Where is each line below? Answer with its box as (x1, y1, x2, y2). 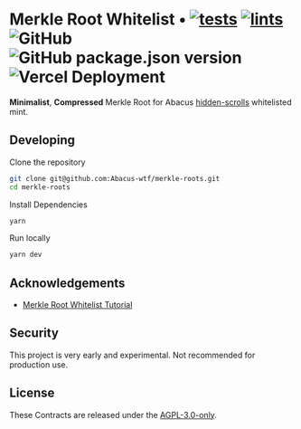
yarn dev (9, 250, 42, 260)
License (9, 386, 55, 401)
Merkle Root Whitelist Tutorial (22, 300, 133, 310)
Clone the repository (9, 157, 86, 167)
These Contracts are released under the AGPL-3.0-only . (9, 409, 217, 420)
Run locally (9, 233, 51, 243)
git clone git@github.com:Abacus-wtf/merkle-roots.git (9, 174, 221, 183)
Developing (9, 132, 75, 148)
